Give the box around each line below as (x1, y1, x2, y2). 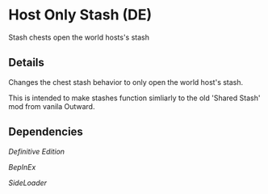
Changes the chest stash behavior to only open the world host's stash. (8, 77, 244, 86)
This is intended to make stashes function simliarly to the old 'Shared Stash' (8, 93, 261, 103)
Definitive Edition (8, 146, 65, 156)
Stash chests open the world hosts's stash (8, 32, 149, 42)
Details (8, 56, 44, 70)
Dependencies (8, 125, 83, 139)
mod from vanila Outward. (8, 101, 95, 111)
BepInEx (8, 162, 36, 171)
